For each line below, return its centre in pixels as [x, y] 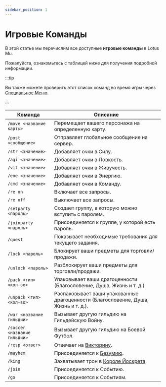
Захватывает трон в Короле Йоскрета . [101, 361]
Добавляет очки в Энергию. [88, 176]
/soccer [17, 327]
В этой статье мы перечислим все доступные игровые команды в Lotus [82, 48]
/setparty [19, 208]
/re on [15, 192]
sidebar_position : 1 [26, 10]
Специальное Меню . [27, 93]
